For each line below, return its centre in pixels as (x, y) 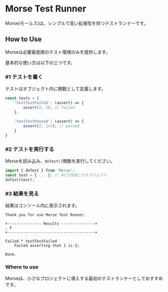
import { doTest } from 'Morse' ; (40, 171)
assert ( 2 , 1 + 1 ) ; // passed (51, 126)
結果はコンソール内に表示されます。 (42, 205)
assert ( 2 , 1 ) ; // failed (49, 107)
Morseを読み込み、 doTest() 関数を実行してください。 (60, 161)
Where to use (22, 267)
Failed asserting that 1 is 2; (47, 246)
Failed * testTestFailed (31, 241)
